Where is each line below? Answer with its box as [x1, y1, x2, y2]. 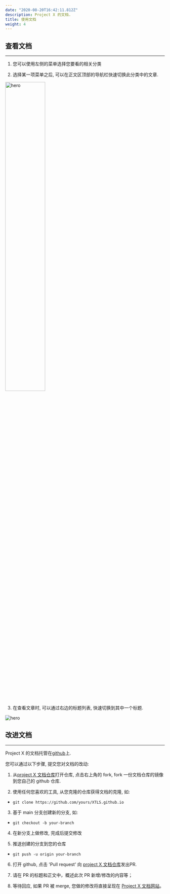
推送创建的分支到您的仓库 [12, 840, 66, 847]
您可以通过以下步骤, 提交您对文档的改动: [5, 761, 90, 767]
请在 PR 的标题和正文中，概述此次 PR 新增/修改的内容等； [12, 872, 133, 878]
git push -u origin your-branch [12, 851, 81, 857]
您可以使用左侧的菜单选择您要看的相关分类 [12, 61, 102, 67]
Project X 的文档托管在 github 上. [5, 750, 71, 756]
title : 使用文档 [5, 17, 36, 22]
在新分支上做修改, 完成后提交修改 [12, 830, 82, 836]
